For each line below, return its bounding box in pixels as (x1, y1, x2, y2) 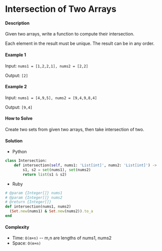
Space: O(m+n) (12, 240, 41, 246)
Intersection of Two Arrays (5, 3, 117, 15)
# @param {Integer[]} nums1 (5, 190, 63, 195)
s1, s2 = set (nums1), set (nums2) (23, 167, 91, 172)
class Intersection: (5, 158, 48, 163)
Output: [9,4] (5, 104, 33, 110)
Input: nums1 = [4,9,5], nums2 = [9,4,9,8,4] (5, 95, 97, 101)
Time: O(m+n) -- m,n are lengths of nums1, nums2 (12, 235, 112, 241)
